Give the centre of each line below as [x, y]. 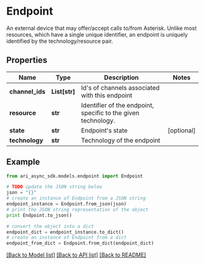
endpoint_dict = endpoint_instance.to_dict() [65, 232]
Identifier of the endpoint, [118, 105]
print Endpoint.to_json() [39, 215]
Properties [27, 60]
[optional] [182, 130]
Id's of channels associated [120, 88]
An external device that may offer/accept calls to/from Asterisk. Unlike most [102, 28]
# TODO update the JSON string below [54, 187]
